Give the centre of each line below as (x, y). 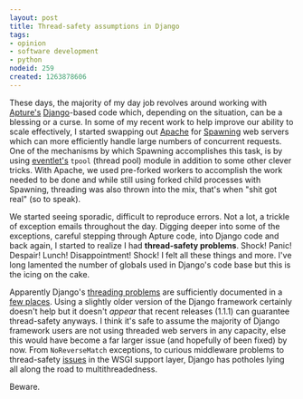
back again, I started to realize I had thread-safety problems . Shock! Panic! (151, 245)
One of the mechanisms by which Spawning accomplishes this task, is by (146, 151)
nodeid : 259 (32, 69)
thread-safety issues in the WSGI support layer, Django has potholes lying (147, 359)
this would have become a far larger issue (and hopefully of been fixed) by (148, 340)
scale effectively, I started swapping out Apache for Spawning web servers (149, 131)
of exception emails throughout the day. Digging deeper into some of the (145, 226)
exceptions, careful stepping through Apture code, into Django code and (144, 236)
